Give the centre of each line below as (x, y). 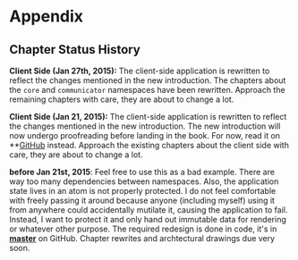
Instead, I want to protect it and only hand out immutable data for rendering (148, 219)
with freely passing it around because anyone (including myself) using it (142, 200)
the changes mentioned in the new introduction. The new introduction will (145, 126)
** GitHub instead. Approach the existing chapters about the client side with (149, 145)
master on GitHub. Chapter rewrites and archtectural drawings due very (142, 238)
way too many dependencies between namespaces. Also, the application (144, 181)
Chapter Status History (75, 50)
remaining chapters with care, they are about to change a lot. (122, 99)
